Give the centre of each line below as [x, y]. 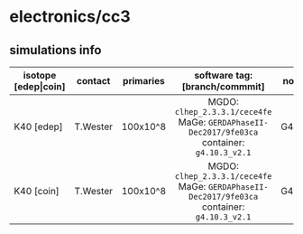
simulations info [55, 50]
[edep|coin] [40, 86]
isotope [40, 75]
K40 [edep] [38, 126]
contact [93, 81]
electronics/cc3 [70, 17]
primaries [144, 81]
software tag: [223, 75]
